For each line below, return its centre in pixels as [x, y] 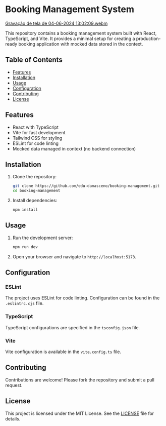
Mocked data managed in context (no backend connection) [74, 148]
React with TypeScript [36, 127]
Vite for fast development [39, 132]
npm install [25, 210]
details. [13, 418]
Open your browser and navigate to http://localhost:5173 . [74, 256]
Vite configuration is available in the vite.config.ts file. [63, 352]
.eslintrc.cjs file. [24, 303]
